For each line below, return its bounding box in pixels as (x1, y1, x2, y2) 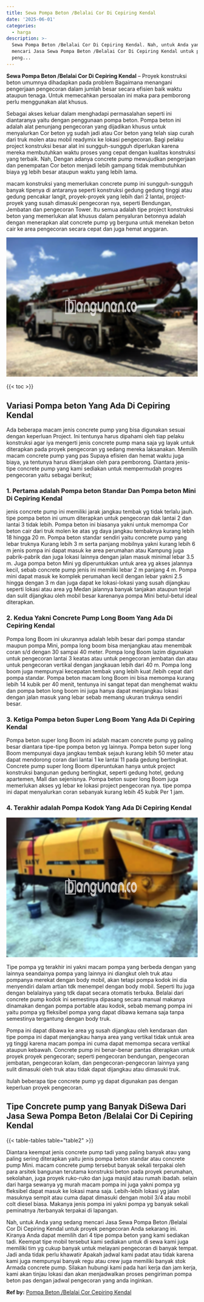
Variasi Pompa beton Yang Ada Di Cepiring (6, 401, 171, 411)
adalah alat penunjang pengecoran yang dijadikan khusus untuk (6, 122, 166, 130)
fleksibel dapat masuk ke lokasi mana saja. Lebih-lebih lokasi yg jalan (6, 1187, 180, 1194)
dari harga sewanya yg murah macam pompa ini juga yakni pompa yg (6, 1181, 180, 1188)
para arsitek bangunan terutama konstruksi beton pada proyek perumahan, (6, 1167, 194, 1175)
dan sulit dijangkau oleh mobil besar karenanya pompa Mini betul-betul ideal (6, 592, 197, 600)
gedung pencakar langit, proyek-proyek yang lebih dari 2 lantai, (6, 192, 165, 200)
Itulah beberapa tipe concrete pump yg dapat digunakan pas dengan (6, 1077, 178, 1085)
